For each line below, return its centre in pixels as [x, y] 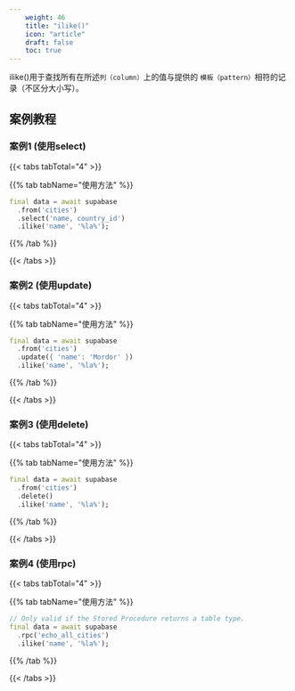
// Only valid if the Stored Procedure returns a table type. [127, 619]
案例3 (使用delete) [49, 425]
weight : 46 [45, 17]
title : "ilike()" [57, 26]
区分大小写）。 [58, 88]
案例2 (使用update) [50, 286]
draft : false [49, 42]
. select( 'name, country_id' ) [71, 218]
